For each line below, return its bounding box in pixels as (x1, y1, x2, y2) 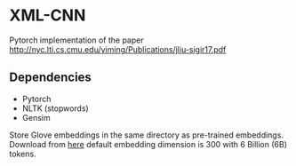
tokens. (9, 148, 37, 159)
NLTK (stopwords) (21, 103, 89, 114)
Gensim (21, 112, 51, 123)
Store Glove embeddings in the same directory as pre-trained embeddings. (9, 130, 284, 140)
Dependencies (9, 70, 92, 85)
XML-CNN (9, 5, 86, 26)
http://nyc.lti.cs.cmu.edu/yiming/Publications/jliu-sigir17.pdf (9, 43, 227, 54)
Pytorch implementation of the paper (9, 35, 144, 45)
